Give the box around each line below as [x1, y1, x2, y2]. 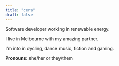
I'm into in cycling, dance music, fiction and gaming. [5, 45, 114, 51]
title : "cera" [5, 7, 36, 13]
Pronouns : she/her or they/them [5, 55, 73, 61]
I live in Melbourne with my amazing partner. [5, 36, 98, 42]
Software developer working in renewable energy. [5, 26, 110, 32]
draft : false [5, 12, 33, 17]
